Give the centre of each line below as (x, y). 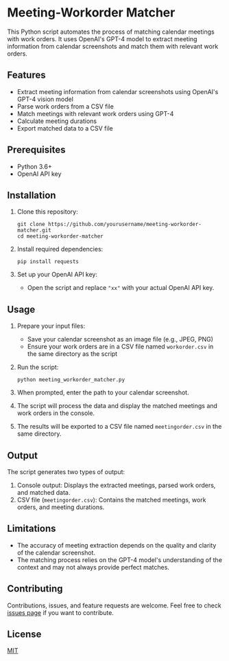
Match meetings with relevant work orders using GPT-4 (95, 113)
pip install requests (48, 262)
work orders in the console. (56, 413)
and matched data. (44, 492)
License (24, 635)
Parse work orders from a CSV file (65, 106)
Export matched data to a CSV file (65, 128)
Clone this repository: (47, 212)
